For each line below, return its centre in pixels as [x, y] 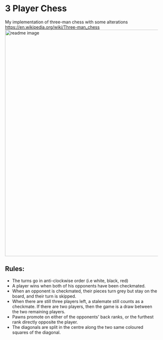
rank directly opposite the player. [45, 322]
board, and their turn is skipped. [44, 296]
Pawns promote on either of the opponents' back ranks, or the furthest [83, 317]
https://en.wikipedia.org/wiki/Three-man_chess [52, 27]
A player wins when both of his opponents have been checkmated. [79, 286]
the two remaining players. [39, 311]
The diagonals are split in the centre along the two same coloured [78, 327]
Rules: [15, 269]
